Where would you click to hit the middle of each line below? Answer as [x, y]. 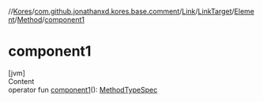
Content [21, 81]
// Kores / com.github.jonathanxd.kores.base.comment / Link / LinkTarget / [121, 11]
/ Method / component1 [50, 20]
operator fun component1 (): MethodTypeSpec [83, 89]
